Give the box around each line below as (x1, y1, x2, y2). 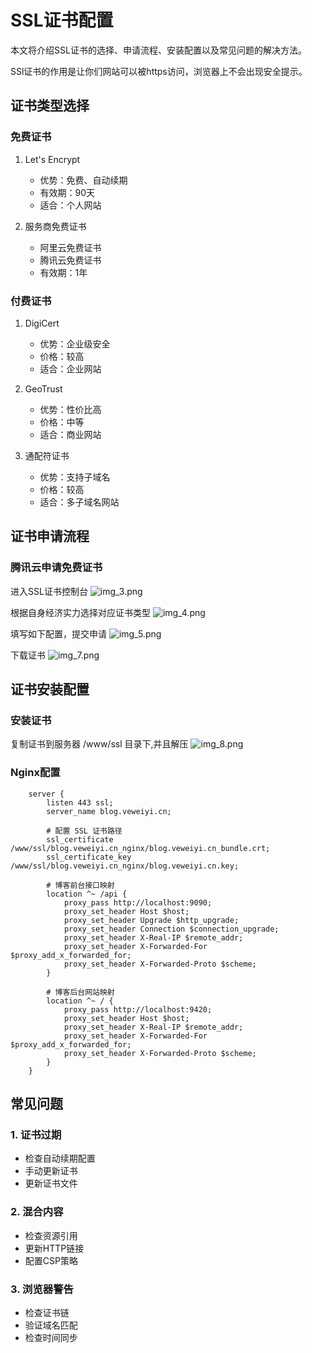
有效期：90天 (39, 186, 96, 198)
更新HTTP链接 (24, 1242, 85, 1254)
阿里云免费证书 (39, 241, 102, 253)
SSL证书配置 (10, 9, 114, 32)
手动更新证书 (24, 1165, 78, 1177)
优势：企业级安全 (39, 337, 111, 350)
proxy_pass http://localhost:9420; (63, 1004, 213, 1015)
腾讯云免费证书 (39, 254, 102, 266)
